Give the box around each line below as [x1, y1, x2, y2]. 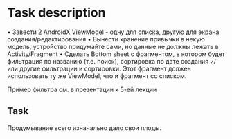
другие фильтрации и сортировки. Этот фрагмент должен [19, 64, 192, 73]
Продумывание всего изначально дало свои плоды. [7, 123, 161, 132]
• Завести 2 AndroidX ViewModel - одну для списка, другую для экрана [7, 28, 220, 36]
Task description [7, 5, 106, 21]
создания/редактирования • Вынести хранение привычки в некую [7, 35, 206, 43]
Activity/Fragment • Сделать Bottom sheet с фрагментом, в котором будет [7, 50, 225, 58]
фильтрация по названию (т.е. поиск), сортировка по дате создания [7, 57, 209, 65]
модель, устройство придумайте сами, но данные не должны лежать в [7, 42, 220, 50]
